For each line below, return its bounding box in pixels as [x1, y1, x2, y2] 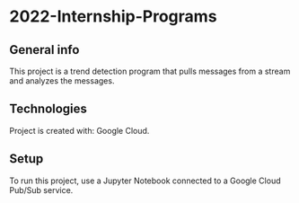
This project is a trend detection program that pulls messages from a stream [9, 66, 291, 76]
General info [9, 42, 80, 57]
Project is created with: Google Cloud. [9, 125, 150, 136]
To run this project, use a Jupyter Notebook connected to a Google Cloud [9, 175, 281, 186]
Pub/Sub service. [9, 184, 74, 195]
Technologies [9, 101, 88, 117]
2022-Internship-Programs [9, 6, 217, 27]
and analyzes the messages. [9, 75, 115, 86]
